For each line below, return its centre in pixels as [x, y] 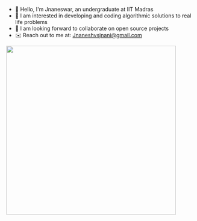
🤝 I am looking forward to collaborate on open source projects [92, 28]
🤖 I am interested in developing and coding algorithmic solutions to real [103, 16]
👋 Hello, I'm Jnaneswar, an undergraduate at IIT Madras [84, 9]
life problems [31, 22]
